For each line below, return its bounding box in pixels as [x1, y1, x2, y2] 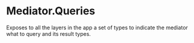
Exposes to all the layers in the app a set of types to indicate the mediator [6, 24, 188, 31]
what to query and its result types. [6, 30, 91, 37]
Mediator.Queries [6, 4, 95, 18]
